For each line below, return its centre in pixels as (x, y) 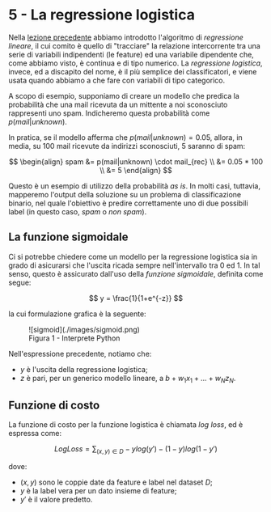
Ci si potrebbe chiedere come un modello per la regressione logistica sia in (133, 256)
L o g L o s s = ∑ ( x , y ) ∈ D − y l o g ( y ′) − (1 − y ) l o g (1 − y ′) (136, 450)
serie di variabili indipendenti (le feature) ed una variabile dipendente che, (131, 54)
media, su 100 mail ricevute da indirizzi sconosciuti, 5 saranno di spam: (127, 146)
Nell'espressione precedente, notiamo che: (80, 353)
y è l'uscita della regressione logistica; (84, 369)
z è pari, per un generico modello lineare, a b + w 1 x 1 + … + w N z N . (128, 379)
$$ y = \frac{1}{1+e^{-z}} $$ (136, 298)
